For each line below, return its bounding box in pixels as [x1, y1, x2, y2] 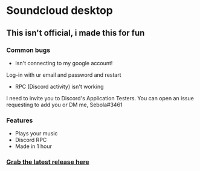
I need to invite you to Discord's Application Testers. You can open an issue [6, 94, 195, 102]
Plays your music [15, 130, 58, 137]
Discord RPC [15, 137, 47, 144]
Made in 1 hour [15, 143, 53, 150]
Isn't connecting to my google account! [15, 59, 113, 66]
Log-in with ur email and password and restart [6, 71, 122, 79]
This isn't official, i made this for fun [6, 28, 145, 38]
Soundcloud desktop [6, 4, 114, 18]
